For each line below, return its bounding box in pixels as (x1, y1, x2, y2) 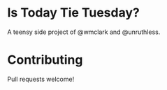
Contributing (7, 52, 83, 68)
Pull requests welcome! (7, 75, 75, 83)
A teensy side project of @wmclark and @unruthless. (7, 28, 161, 36)
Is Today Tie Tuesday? (7, 5, 140, 21)
